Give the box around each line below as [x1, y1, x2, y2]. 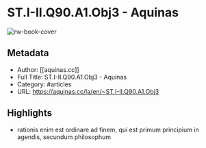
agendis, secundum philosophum [16, 132, 112, 141]
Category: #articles [16, 80, 72, 88]
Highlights [7, 108, 53, 119]
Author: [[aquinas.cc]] [16, 65, 80, 73]
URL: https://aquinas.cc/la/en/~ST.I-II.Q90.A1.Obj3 [16, 87, 159, 95]
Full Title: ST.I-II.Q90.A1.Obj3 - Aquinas [16, 73, 127, 81]
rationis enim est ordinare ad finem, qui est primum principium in [16, 125, 200, 134]
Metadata [7, 47, 49, 59]
